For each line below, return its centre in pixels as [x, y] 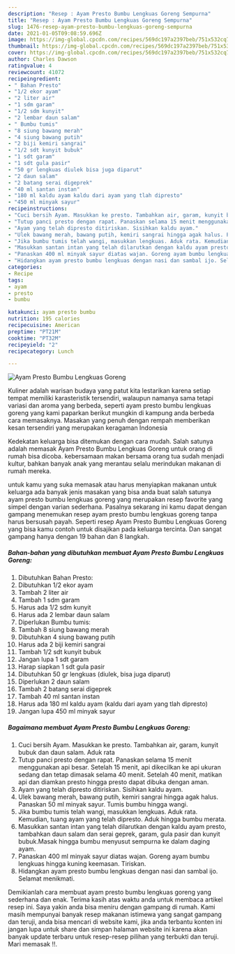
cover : [17, 53]
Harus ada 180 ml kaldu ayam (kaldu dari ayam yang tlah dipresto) [113, 704]
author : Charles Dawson [43, 59]
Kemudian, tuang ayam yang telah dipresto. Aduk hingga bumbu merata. [122, 819]
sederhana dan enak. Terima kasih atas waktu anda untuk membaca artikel [115, 899]
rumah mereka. [30, 471]
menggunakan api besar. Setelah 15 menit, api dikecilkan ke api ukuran [120, 767]
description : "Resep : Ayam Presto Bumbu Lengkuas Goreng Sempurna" [109, 14]
